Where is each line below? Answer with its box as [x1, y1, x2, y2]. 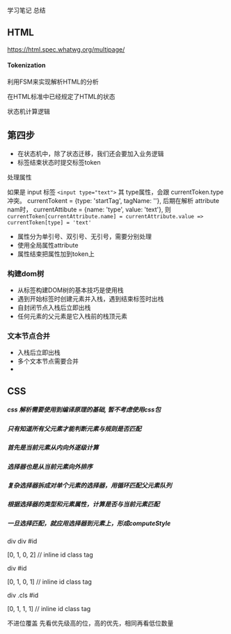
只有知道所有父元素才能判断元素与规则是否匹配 [7, 424, 141, 432]
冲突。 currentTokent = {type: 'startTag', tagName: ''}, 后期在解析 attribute [7, 196, 220, 204]
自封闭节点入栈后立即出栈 [17, 303, 91, 312]
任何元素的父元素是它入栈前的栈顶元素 [17, 312, 127, 321]
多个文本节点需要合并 [17, 357, 79, 365]
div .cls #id [7, 591, 39, 600]
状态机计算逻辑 [7, 107, 50, 116]
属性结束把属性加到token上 [17, 250, 95, 258]
